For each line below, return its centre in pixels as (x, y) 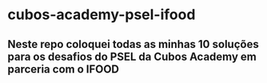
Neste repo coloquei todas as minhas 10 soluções (133, 44)
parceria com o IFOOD (64, 69)
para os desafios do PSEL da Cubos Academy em (132, 56)
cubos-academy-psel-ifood (102, 15)
